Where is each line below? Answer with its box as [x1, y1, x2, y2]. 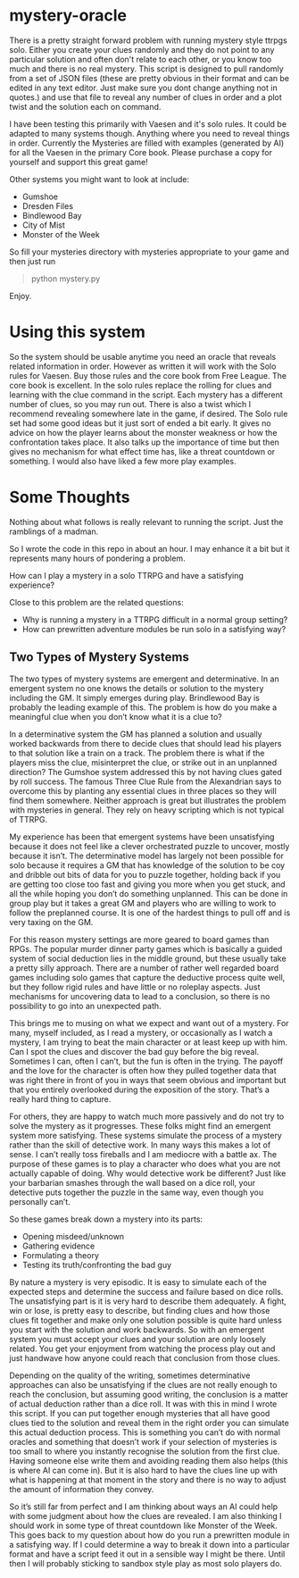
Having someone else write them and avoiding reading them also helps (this [9, 1455, 288, 1465]
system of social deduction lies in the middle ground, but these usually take [9, 953, 287, 964]
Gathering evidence [21, 1240, 96, 1251]
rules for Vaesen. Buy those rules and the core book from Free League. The [9, 370, 287, 380]
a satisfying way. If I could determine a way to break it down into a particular [9, 1539, 290, 1549]
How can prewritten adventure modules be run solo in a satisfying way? [21, 623, 287, 634]
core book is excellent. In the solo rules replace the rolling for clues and [9, 380, 272, 390]
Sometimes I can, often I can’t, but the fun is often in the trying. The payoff [9, 1056, 284, 1066]
